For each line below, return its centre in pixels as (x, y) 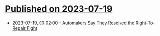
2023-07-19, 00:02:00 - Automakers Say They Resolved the (73, 23)
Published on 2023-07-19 (59, 9)
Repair (19, 28)
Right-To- (145, 23)
